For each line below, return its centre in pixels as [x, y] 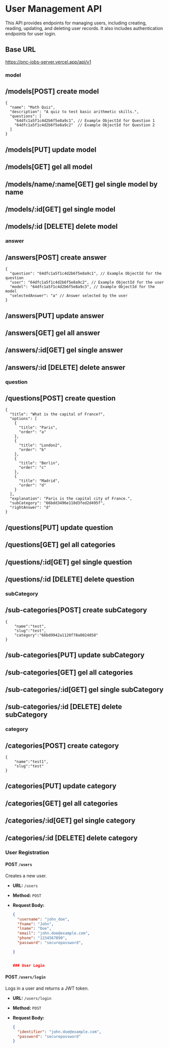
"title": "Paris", [38, 428]
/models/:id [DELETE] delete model [61, 226]
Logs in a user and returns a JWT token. [47, 988]
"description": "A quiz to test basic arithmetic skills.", [74, 112]
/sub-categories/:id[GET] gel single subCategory [84, 690]
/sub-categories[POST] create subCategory [76, 610]
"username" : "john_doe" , [44, 919]
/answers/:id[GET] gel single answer [64, 350]
